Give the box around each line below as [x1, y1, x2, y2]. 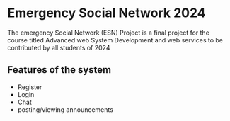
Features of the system [7, 64, 112, 76]
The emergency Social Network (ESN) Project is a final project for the [7, 28, 210, 37]
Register [17, 83, 42, 91]
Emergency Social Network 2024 [7, 5, 207, 21]
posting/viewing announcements [17, 105, 113, 114]
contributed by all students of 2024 [7, 43, 110, 52]
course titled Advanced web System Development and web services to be [7, 35, 224, 44]
